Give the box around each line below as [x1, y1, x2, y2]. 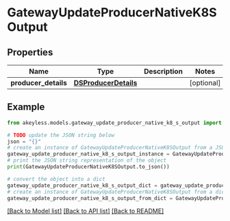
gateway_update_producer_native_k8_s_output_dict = [7, 182, 157, 189]
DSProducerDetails [73, 78, 138, 87]
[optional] [189, 78, 221, 87]
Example [7, 101, 45, 113]
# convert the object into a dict [7, 175, 106, 182]
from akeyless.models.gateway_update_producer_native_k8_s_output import [7, 119, 222, 126]
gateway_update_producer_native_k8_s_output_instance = [7, 151, 170, 158]
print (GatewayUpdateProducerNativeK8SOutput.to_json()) [7, 164, 170, 171]
